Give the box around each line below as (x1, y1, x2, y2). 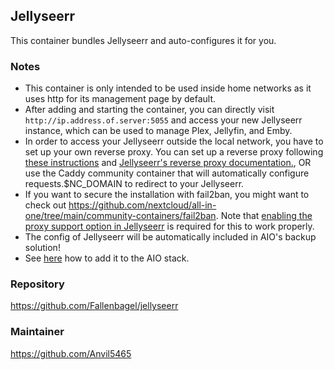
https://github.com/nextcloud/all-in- (68, 199, 217, 211)
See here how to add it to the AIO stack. (24, 252, 190, 264)
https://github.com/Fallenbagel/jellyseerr (10, 300, 179, 312)
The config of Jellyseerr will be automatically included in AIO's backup (24, 231, 317, 243)
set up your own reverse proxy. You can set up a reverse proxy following (24, 146, 324, 158)
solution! (24, 242, 61, 254)
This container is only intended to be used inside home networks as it (24, 82, 312, 94)
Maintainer (10, 325, 65, 339)
